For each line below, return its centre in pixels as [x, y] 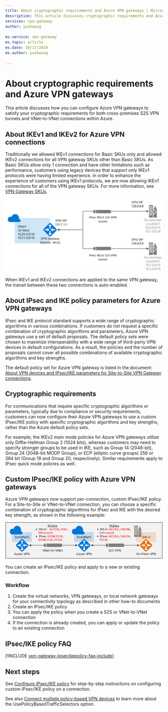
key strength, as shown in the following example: [55, 515]
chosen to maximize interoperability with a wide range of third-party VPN [80, 342]
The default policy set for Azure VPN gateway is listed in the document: [79, 368]
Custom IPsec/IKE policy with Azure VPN [70, 479]
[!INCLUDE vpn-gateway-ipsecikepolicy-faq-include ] [59, 656]
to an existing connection [38, 628]
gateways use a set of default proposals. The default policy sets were [77, 336]
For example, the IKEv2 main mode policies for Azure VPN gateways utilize [82, 437]
